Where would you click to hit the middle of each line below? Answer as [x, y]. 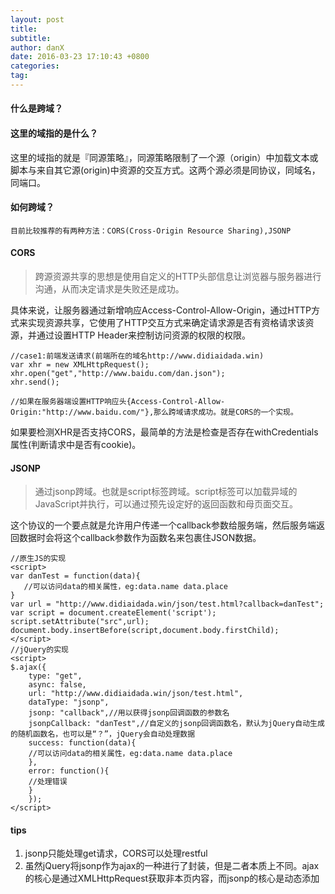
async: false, [57, 685]
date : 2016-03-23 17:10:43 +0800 [80, 57]
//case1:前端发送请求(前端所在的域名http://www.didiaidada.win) [137, 356]
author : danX [37, 47]
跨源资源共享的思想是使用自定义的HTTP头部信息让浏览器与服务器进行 [178, 277]
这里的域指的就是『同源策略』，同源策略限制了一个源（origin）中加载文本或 [164, 157]
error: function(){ [69, 771]
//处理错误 [48, 782]
